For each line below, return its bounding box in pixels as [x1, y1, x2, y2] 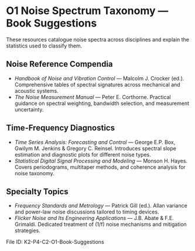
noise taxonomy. [14, 169, 54, 177]
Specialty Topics [6, 186, 69, 196]
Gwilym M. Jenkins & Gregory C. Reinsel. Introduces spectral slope [14, 145, 177, 152]
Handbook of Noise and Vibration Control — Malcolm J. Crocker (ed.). [14, 74, 184, 82]
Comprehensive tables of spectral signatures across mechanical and [14, 81, 180, 88]
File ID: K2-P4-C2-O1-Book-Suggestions [6, 239, 104, 246]
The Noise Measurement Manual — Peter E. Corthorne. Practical [14, 93, 171, 100]
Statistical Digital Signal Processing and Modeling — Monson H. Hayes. [14, 157, 188, 164]
